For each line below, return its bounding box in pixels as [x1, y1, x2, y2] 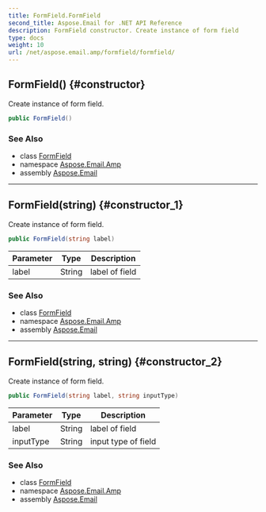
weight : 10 [8, 41, 44, 49]
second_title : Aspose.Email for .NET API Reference [8, 19, 182, 27]
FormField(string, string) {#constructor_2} [8, 355, 223, 369]
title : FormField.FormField [8, 11, 101, 20]
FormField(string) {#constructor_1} [8, 198, 184, 212]
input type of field [89, 436, 157, 447]
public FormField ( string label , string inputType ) [8, 391, 179, 399]
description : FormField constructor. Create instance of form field [8, 26, 239, 34]
